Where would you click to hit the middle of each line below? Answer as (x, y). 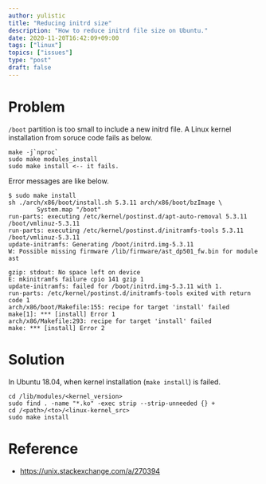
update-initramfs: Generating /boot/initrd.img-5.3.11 (101, 244)
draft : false (30, 68)
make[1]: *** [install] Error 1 (62, 314)
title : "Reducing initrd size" (60, 23)
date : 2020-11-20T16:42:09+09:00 (64, 38)
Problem (37, 106)
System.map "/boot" (69, 209)
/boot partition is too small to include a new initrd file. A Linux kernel (120, 129)
